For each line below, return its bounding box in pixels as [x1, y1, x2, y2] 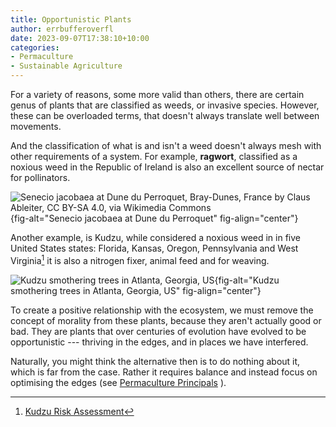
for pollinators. [10, 172, 71, 183]
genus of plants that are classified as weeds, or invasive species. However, [10, 99, 320, 111]
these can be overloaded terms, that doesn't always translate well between [10, 110, 320, 121]
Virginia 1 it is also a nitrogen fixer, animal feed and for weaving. [10, 253, 270, 266]
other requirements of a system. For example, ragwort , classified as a [10, 151, 298, 162]
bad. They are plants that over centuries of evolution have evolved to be [10, 325, 307, 337]
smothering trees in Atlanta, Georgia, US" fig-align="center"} [10, 284, 262, 296]
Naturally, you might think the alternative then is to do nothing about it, [10, 355, 301, 367]
